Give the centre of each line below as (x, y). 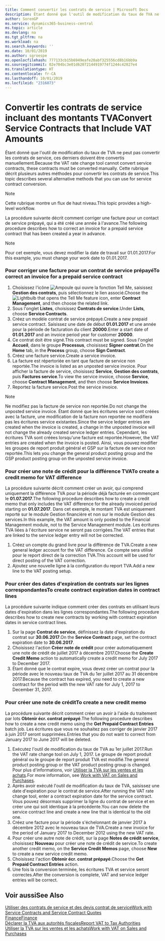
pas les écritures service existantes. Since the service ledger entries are (78, 421)
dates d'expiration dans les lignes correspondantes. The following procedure (82, 612)
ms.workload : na (22, 42)
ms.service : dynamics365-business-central (49, 23)
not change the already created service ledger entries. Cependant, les (76, 432)
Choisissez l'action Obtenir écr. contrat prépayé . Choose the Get (78, 859)
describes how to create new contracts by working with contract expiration (81, 617)
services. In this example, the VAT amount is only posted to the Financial (78, 520)
